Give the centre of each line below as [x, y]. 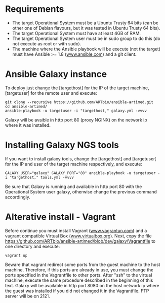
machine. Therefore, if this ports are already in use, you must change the [79, 269]
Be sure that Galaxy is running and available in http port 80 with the [74, 187]
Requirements [35, 9]
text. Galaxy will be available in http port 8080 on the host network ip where [82, 285]
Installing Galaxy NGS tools [62, 145]
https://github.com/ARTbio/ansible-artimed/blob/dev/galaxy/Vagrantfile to [80, 241]
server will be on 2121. [28, 296]
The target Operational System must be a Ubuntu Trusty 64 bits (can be [85, 23]
